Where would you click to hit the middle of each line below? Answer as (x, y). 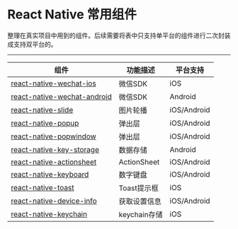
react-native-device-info (54, 201)
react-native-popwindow (54, 136)
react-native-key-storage (55, 149)
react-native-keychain (49, 214)
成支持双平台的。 (32, 44)
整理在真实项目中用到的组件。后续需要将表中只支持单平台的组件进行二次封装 (119, 35)
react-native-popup (45, 123)
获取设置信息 (140, 201)
